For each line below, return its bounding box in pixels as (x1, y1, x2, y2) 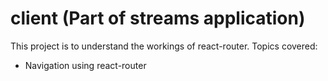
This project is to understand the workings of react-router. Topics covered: (10, 40, 318, 52)
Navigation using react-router (24, 59, 147, 71)
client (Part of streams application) (10, 7, 306, 30)
